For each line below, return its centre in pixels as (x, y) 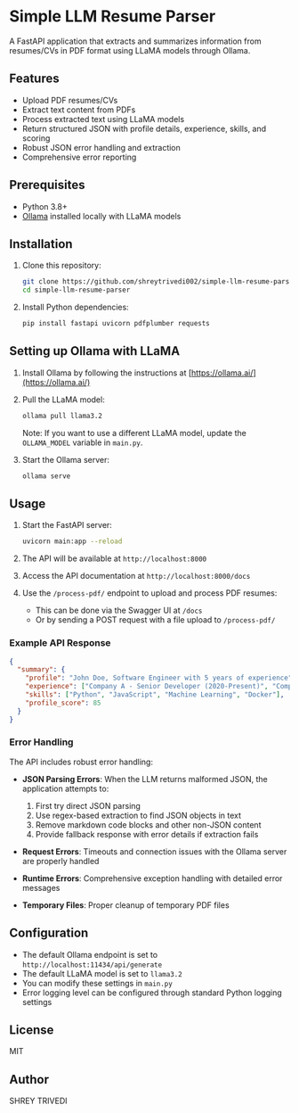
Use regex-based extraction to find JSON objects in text (138, 815)
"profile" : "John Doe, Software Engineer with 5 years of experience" (159, 678)
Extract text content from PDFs (79, 110)
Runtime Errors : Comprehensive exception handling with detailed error (152, 878)
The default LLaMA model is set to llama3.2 (102, 973)
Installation (41, 244)
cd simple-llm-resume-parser (76, 290)
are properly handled (61, 861)
